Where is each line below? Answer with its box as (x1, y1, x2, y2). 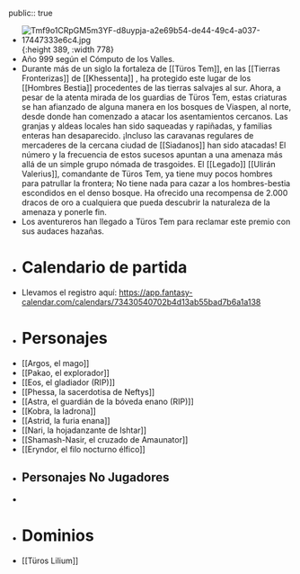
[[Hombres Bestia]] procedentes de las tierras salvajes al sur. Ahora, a (21, 83, 282, 93)
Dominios (21, 525, 95, 545)
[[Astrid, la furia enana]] (21, 415, 110, 426)
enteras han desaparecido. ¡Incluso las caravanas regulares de (21, 130, 254, 140)
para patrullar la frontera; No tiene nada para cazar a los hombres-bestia (21, 178, 291, 188)
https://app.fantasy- (119, 287, 194, 298)
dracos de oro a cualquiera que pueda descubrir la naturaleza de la (21, 197, 270, 208)
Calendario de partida (21, 257, 188, 278)
